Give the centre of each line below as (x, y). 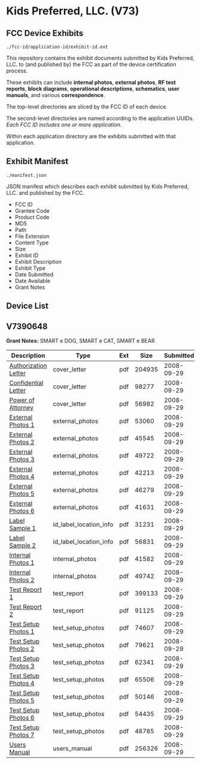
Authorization (28, 366)
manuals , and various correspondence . (56, 95)
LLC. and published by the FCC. (45, 192)
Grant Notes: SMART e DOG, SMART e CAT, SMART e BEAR (80, 341)
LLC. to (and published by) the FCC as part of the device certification (91, 64)
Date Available (33, 280)
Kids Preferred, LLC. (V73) (73, 11)
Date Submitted (34, 274)
